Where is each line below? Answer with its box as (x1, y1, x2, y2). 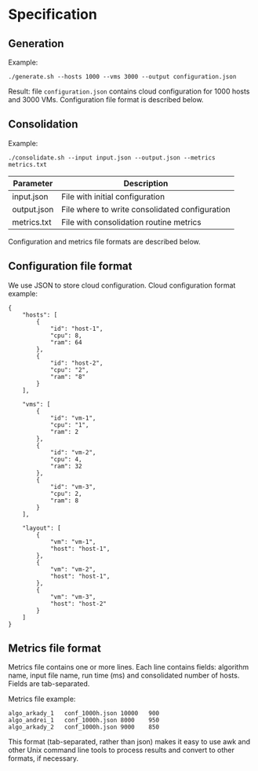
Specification (8, 6, 98, 24)
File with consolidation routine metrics (61, 216, 202, 227)
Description (123, 178, 169, 189)
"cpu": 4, (49, 455, 82, 463)
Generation (8, 37, 64, 50)
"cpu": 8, (49, 332, 82, 340)
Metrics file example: (8, 694, 76, 704)
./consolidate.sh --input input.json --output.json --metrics (8, 153, 216, 162)
